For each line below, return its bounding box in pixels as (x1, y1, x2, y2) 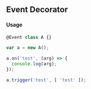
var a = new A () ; (6, 45, 49, 51)
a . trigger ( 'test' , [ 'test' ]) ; (6, 77, 86, 83)
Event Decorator (6, 5, 68, 15)
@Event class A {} (6, 34, 52, 40)
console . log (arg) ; (11, 61, 58, 67)
